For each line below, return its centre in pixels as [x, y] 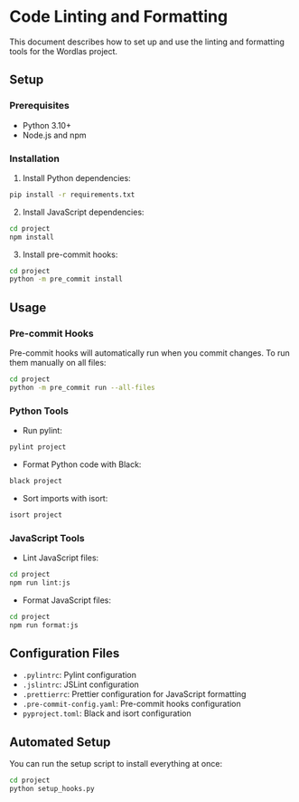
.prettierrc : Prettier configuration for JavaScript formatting [134, 694]
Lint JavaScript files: [61, 558]
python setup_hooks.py [52, 788]
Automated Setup [60, 742]
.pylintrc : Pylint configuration [79, 675]
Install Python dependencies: [76, 177]
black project [36, 481]
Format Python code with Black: [82, 464]
